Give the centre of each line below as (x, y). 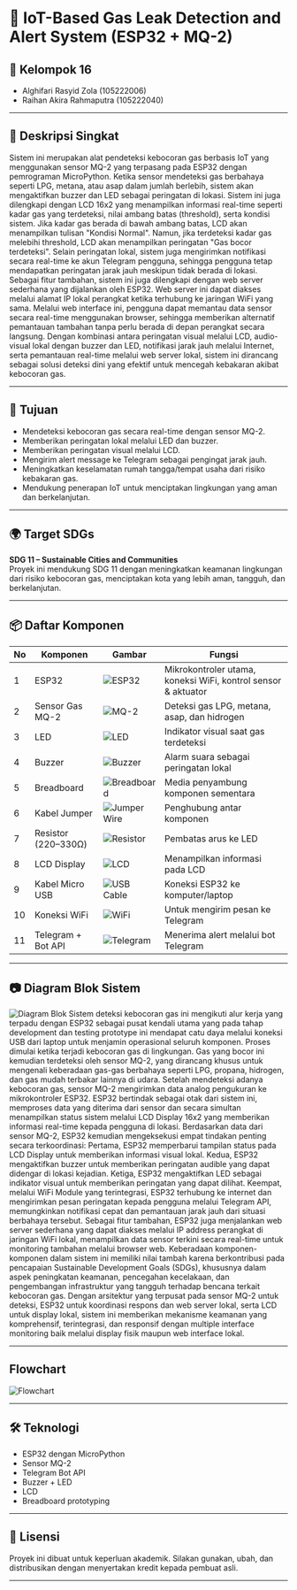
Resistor (52, 833)
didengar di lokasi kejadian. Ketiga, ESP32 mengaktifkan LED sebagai (136, 1174)
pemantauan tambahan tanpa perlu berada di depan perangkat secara (137, 326)
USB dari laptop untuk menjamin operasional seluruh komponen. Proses (140, 1042)
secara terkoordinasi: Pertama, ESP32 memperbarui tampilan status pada (143, 1146)
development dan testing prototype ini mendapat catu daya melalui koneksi (146, 1033)
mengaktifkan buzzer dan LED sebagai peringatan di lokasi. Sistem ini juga (145, 195)
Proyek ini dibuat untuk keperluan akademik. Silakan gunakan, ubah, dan (141, 1558)
